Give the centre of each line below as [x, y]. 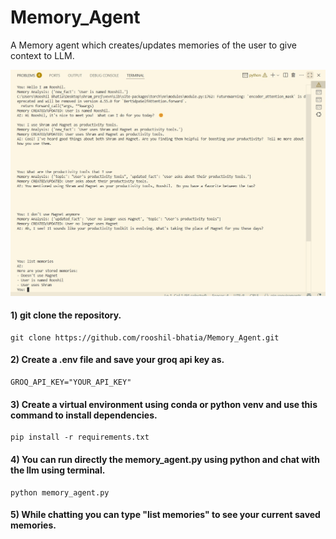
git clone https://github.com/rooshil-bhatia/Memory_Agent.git [145, 337]
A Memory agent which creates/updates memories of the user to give [153, 45]
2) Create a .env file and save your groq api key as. [117, 360]
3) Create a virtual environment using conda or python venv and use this [164, 404]
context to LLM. [42, 55]
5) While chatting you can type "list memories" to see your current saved [165, 515]
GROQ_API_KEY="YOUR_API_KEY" [71, 382]
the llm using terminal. [58, 470]
